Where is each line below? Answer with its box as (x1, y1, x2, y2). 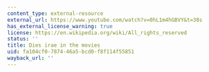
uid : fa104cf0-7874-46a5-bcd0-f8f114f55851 (7, 49, 135, 56)
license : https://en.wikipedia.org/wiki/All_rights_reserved (7, 29, 188, 36)
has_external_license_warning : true (7, 23, 113, 29)
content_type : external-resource (7, 10, 104, 17)
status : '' (7, 36, 39, 43)
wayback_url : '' (7, 55, 54, 62)
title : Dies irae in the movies (7, 42, 100, 49)
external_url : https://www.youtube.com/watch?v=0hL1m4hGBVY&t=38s (7, 16, 203, 23)
